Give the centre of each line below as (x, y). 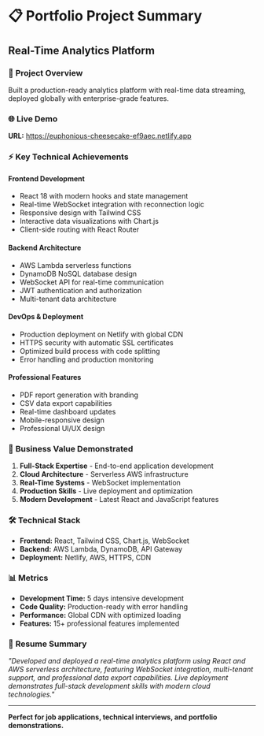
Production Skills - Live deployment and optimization (106, 491)
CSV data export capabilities (66, 403)
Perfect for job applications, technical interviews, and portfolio (113, 717)
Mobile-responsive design (62, 420)
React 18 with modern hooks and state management (104, 196)
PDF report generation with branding (79, 395)
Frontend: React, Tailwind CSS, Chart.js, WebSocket (104, 541)
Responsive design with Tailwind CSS (80, 213)
